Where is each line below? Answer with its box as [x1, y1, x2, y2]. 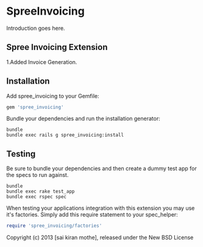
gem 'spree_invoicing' [6, 104, 64, 110]
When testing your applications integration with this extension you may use [6, 204, 195, 212]
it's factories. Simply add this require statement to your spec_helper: [6, 211, 178, 218]
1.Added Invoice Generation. [6, 58, 77, 65]
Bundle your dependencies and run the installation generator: [6, 115, 160, 123]
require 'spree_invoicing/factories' [6, 223, 102, 229]
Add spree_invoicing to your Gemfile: [6, 92, 99, 99]
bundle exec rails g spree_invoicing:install [6, 132, 124, 138]
